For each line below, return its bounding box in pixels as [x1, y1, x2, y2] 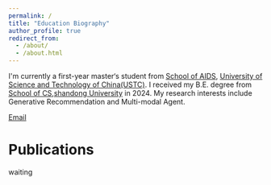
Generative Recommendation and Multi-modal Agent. [8, 97, 186, 106]
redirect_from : [8, 34, 60, 43]
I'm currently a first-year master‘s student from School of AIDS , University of [8, 72, 263, 80]
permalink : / [8, 11, 52, 20]
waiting [8, 166, 33, 177]
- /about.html [15, 49, 63, 57]
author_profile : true [8, 27, 81, 35]
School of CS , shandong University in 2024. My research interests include [8, 88, 252, 97]
